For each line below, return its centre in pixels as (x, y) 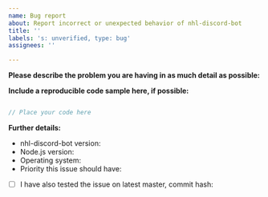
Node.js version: (47, 152)
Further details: (35, 128)
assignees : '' (32, 46)
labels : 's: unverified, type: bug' (69, 38)
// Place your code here (50, 113)
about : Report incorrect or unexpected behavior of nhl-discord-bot (125, 23)
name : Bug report (37, 16)
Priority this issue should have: (71, 169)
